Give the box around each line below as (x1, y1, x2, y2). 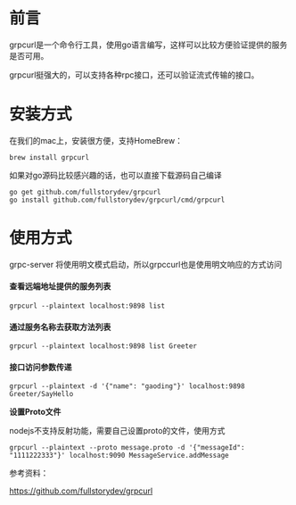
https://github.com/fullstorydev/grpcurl (9, 485, 153, 496)
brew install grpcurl (9, 153, 90, 161)
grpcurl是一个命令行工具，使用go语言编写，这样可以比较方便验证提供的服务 (9, 39, 288, 50)
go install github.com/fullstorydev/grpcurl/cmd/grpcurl (9, 195, 226, 204)
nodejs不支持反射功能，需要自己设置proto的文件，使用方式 (9, 426, 226, 436)
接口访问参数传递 (9, 361, 72, 372)
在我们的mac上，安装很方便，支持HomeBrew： (9, 135, 183, 145)
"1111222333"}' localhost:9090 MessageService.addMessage (9, 451, 229, 460)
